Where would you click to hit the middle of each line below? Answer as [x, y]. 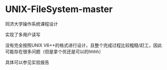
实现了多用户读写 [23, 34]
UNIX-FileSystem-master [59, 9]
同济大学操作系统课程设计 [32, 24]
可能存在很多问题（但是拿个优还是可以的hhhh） [54, 51]
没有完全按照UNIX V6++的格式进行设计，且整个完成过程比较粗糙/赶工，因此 [83, 45]
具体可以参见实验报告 [27, 62]
